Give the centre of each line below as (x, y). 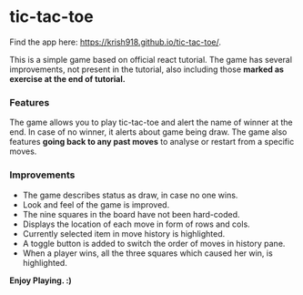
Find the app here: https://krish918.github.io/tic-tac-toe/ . (115, 42)
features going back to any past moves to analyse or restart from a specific (152, 142)
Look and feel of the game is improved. (96, 204)
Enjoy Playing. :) (41, 280)
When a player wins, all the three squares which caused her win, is (147, 253)
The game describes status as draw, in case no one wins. (130, 195)
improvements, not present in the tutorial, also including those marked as (147, 69)
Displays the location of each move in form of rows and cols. (136, 224)
